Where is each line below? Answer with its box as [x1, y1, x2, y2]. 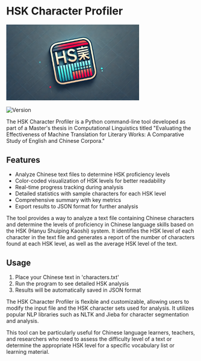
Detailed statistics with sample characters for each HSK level [14, 190, 167, 197]
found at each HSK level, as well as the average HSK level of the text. [6, 240, 178, 248]
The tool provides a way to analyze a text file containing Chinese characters [6, 215, 194, 222]
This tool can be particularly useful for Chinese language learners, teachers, [6, 329, 196, 336]
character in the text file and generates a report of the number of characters [6, 234, 195, 241]
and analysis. [6, 318, 39, 325]
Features [6, 155, 40, 165]
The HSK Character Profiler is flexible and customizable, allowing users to [6, 298, 190, 306]
